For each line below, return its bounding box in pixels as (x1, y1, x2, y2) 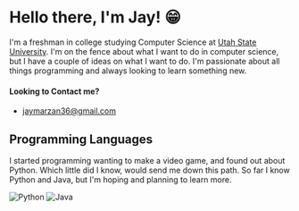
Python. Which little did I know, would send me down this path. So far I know (9, 165, 290, 175)
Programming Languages (9, 131, 154, 147)
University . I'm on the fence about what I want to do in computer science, (9, 46, 279, 56)
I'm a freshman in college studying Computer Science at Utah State (9, 37, 257, 47)
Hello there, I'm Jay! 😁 (9, 7, 181, 28)
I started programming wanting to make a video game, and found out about (9, 155, 286, 165)
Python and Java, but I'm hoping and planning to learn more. (9, 173, 232, 185)
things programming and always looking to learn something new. (9, 65, 247, 76)
